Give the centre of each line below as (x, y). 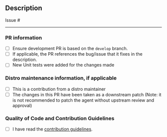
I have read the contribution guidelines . (52, 129)
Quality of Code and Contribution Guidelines (60, 118)
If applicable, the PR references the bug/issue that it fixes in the (77, 54)
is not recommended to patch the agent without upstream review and (83, 100)
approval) (22, 105)
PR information (24, 38)
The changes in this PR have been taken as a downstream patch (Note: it (87, 94)
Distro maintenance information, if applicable (61, 78)
